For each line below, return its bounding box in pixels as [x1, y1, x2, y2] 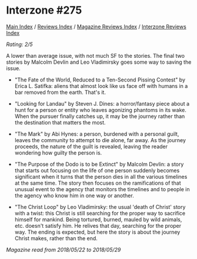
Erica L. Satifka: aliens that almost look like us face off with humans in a [14, 82, 188, 89]
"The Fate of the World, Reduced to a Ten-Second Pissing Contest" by [14, 76, 186, 83]
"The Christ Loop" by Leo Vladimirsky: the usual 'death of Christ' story [14, 203, 186, 210]
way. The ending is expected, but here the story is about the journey [14, 228, 181, 235]
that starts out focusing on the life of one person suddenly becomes [14, 166, 180, 174]
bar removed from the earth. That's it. [14, 88, 106, 96]
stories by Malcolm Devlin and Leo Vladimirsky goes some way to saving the [6, 58, 192, 65]
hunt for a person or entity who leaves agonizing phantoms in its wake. [14, 106, 186, 113]
